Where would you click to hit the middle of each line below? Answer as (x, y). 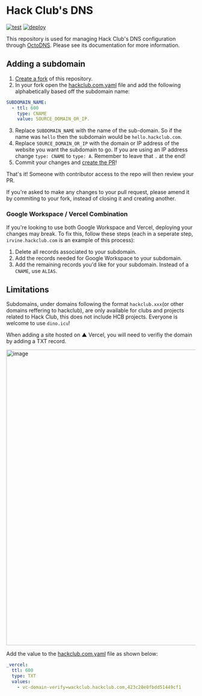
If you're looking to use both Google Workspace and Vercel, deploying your (99, 227)
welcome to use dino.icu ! (38, 323)
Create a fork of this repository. (54, 78)
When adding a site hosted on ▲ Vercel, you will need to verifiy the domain (99, 335)
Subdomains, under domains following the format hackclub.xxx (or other (95, 304)
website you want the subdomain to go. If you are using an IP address (101, 150)
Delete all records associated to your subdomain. (75, 252)
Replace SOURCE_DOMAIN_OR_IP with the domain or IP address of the (97, 143)
